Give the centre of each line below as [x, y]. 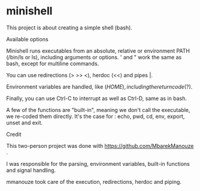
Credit [14, 134]
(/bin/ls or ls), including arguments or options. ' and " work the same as [94, 57]
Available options [28, 39]
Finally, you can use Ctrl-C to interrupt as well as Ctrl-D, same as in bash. [97, 98]
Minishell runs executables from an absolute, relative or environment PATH [98, 51]
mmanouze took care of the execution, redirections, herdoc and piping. [94, 181]
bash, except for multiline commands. [53, 63]
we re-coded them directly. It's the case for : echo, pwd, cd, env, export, [96, 116]
